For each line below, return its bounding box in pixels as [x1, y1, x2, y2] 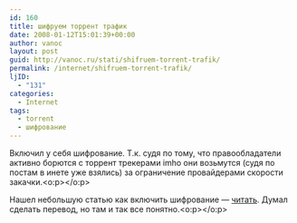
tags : [9, 106, 30, 115]
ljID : [9, 73, 30, 82]
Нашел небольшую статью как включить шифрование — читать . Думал [9, 194, 288, 205]
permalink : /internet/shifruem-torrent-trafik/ [9, 64, 193, 73]
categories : [9, 89, 54, 98]
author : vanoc [9, 38, 63, 48]
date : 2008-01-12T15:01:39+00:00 [9, 30, 136, 39]
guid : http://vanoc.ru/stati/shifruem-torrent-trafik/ [9, 55, 221, 64]
